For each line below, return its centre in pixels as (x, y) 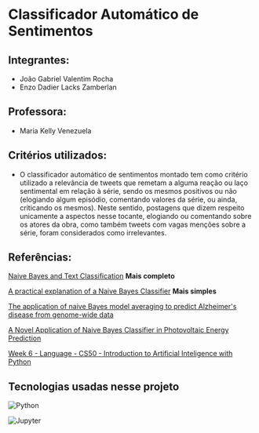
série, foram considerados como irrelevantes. (93, 232)
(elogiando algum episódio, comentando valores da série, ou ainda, (128, 199)
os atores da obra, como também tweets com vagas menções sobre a (132, 224)
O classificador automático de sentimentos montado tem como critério (134, 174)
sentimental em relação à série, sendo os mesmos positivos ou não (128, 191)
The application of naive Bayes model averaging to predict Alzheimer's (122, 307)
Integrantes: (39, 60)
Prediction (25, 338)
